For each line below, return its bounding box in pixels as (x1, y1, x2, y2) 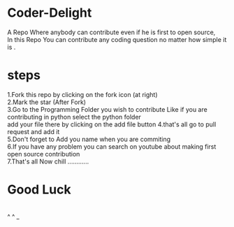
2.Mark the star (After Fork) (7, 98, 86, 106)
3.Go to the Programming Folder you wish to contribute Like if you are (7, 105, 207, 113)
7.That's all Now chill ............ (7, 157, 89, 166)
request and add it (7, 127, 60, 136)
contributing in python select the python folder (7, 112, 142, 121)
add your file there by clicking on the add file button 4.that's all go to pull (7, 120, 217, 129)
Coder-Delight (7, 5, 92, 21)
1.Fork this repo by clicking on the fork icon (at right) (7, 90, 159, 98)
